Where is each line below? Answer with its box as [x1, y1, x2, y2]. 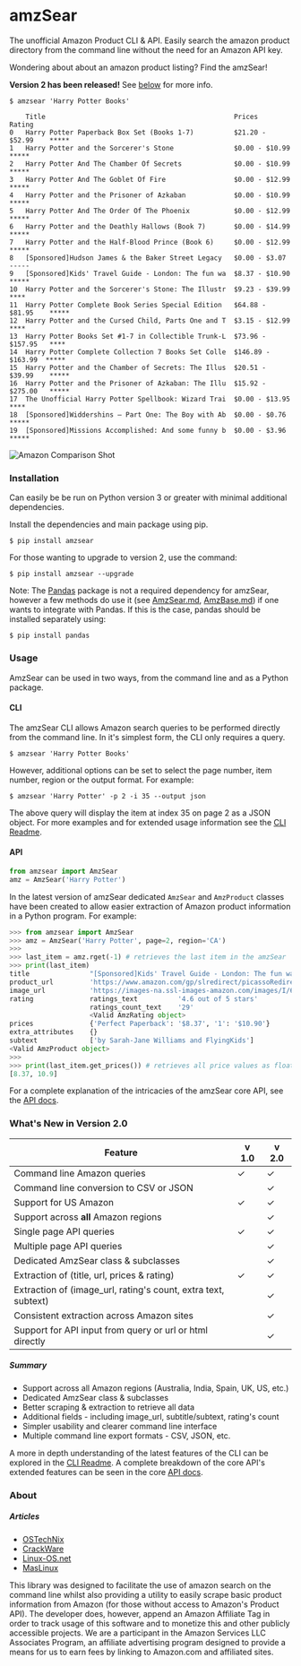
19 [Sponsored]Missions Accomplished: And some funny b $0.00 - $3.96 [9, 426, 287, 435]
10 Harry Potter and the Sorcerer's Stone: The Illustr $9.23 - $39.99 [9, 284, 291, 294]
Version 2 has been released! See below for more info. [9, 79, 213, 90]
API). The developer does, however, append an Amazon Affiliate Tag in [9, 1608, 271, 1619]
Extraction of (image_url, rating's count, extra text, [13, 1283, 225, 1296]
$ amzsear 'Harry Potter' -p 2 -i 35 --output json [9, 791, 206, 800]
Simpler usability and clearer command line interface [21, 1420, 218, 1431]
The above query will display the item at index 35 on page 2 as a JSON [9, 807, 271, 818]
